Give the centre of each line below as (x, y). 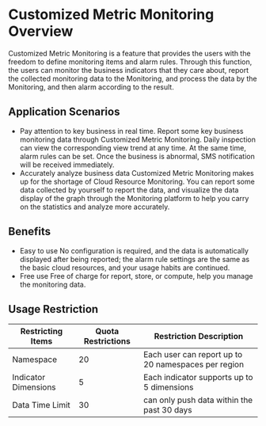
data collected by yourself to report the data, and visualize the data (129, 190)
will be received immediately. (67, 165)
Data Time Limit (42, 405)
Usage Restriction (53, 309)
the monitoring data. (53, 284)
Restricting (42, 332)
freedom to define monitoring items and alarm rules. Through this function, (130, 62)
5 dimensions (169, 387)
